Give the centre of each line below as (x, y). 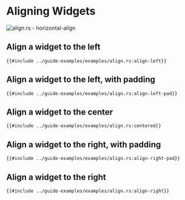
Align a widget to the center (60, 112)
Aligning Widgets (51, 11)
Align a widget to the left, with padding (81, 80)
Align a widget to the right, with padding (84, 145)
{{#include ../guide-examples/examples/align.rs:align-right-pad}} (93, 159)
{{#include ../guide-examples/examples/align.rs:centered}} (84, 126)
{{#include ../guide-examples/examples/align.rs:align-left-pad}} (92, 93)
